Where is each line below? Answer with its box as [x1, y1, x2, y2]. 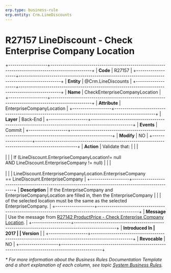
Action [84, 144, 99, 150]
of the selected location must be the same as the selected [5, 198, 128, 204]
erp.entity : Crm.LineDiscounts [5, 12, 72, 17]
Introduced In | [123, 225, 155, 231]
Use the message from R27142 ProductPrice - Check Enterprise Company [8, 214, 164, 220]
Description [20, 187, 46, 193]
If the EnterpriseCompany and [50, 187, 113, 193]
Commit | [5, 127, 25, 133]
